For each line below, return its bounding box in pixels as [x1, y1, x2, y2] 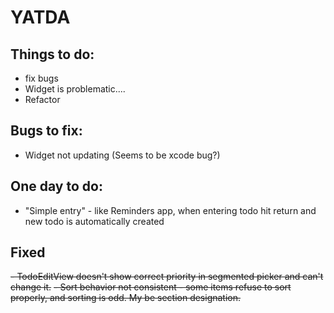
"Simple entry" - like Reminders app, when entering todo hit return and [24, 204, 317, 216]
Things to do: [10, 46, 95, 63]
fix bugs [24, 72, 59, 84]
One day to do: [10, 178, 103, 195]
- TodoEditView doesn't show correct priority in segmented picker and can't [10, 271, 324, 283]
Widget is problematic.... [24, 83, 126, 95]
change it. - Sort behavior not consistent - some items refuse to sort [10, 281, 292, 293]
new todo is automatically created [24, 215, 165, 227]
